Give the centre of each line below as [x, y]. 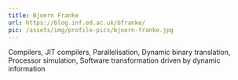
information [27, 69]
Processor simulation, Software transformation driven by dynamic [114, 60]
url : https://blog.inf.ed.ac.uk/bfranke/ [77, 23]
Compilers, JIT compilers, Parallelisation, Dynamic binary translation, [119, 53]
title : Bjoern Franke [44, 15]
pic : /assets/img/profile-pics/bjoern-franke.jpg [91, 30]
